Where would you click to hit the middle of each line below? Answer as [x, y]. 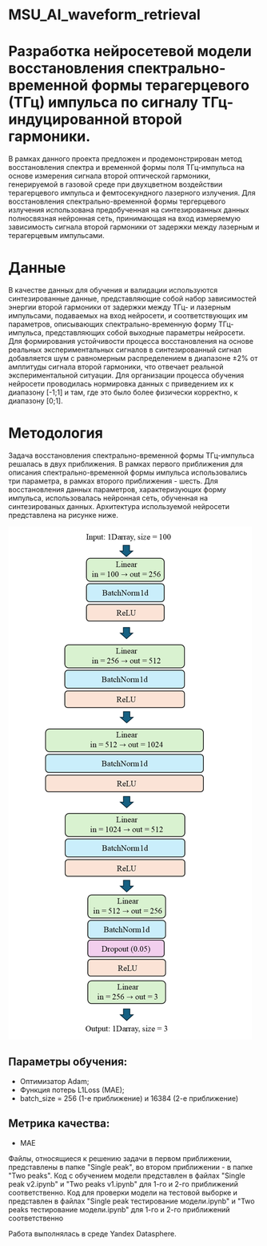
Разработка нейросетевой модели [130, 52]
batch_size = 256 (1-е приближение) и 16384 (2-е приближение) [129, 1098]
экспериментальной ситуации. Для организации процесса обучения [126, 375]
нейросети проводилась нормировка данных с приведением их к [121, 384]
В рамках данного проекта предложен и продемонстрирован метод [125, 159]
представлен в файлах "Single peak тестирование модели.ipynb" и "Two [132, 1201]
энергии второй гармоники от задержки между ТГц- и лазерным [120, 307]
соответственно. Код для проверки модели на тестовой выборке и [123, 1192]
